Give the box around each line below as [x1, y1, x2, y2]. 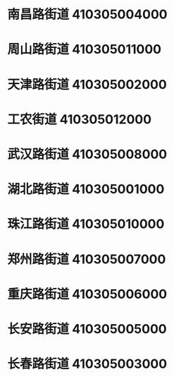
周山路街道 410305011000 [7, 42, 162, 57]
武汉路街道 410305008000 [7, 146, 168, 162]
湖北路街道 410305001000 [7, 181, 165, 198]
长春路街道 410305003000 [7, 356, 168, 372]
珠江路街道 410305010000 [7, 216, 165, 232]
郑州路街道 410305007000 [7, 251, 166, 267]
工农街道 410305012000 [7, 111, 152, 127]
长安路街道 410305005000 [7, 321, 167, 337]
